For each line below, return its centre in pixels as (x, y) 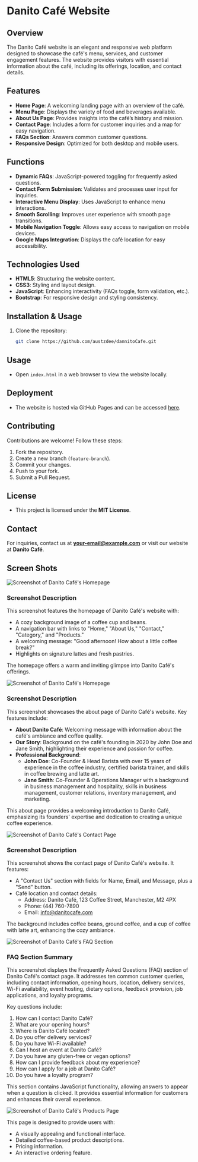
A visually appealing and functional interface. (71, 1134)
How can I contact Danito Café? (54, 1018)
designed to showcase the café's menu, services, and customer (85, 53)
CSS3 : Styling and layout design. (55, 285)
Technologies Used (43, 265)
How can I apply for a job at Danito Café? (66, 1069)
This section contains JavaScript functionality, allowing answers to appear (98, 1087)
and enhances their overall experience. (54, 1099)
